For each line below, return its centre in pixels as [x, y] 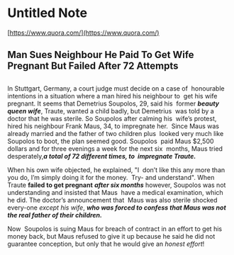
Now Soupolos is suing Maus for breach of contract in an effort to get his [115, 229]
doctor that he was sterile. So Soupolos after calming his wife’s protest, [112, 118]
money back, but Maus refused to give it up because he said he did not [111, 236]
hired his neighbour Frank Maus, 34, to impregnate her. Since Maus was [113, 126]
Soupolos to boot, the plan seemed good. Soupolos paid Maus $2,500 [111, 141]
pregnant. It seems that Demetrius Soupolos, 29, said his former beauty [113, 103]
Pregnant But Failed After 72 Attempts [93, 66]
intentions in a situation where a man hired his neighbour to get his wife [112, 96]
